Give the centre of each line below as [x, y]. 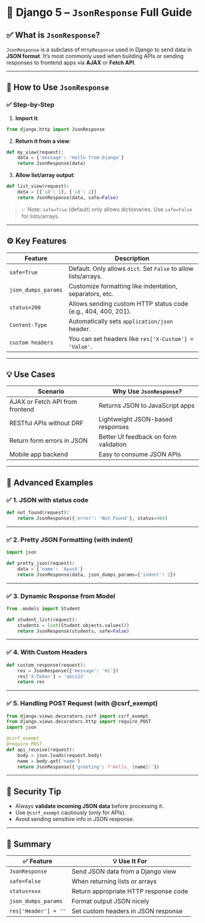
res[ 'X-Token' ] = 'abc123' [52, 677]
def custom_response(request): [46, 665]
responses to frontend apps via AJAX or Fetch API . [71, 63]
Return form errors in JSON [49, 440]
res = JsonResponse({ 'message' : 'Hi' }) [68, 670]
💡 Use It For [130, 861]
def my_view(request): [35, 152]
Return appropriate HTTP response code [130, 891]
